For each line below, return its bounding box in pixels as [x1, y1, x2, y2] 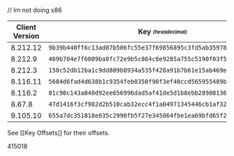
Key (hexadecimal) [138, 27, 187, 36]
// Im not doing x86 [7, 6, 63, 14]
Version [13, 31, 40, 40]
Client [16, 22, 37, 32]
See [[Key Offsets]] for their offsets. [7, 129, 110, 136]
